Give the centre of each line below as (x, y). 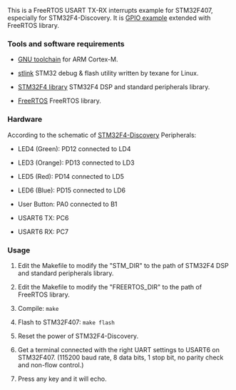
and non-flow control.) (51, 365)
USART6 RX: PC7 (43, 232)
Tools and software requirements (66, 43)
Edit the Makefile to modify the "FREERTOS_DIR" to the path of (109, 287)
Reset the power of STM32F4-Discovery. (78, 336)
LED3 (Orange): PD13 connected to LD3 (76, 163)
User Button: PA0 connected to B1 (67, 204)
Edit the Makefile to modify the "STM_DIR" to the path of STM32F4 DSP (123, 265)
